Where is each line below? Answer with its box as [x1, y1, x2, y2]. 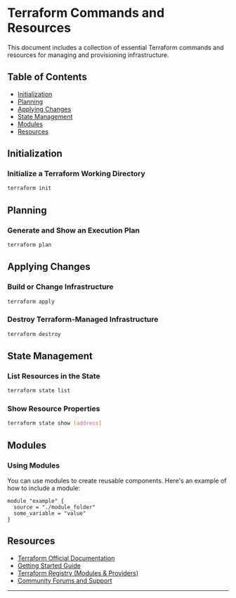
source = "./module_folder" [13, 504, 96, 511]
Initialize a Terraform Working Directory [7, 169, 145, 179]
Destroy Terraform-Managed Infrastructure [7, 315, 159, 325]
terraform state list [7, 387, 71, 394]
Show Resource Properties [7, 404, 100, 413]
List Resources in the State [7, 371, 100, 381]
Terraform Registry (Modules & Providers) [17, 568, 139, 577]
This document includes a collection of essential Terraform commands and [7, 43, 224, 51]
